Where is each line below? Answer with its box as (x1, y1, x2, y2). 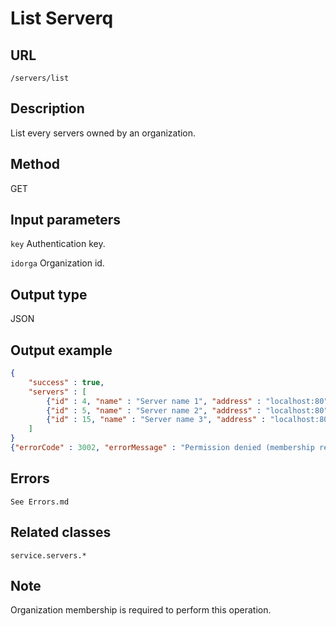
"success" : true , (28, 377, 105, 387)
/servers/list (10, 73, 70, 83)
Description (10, 100, 85, 117)
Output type (10, 286, 88, 303)
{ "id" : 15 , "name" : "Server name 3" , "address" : (46, 415, 267, 425)
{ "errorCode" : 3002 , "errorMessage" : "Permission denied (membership (10, 443, 315, 453)
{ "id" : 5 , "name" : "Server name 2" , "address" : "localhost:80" (46, 405, 329, 416)
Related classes (10, 524, 112, 541)
